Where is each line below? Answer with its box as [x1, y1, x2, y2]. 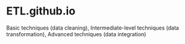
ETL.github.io [6, 4, 76, 18]
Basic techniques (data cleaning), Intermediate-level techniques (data [6, 24, 180, 31]
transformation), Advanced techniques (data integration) [6, 30, 146, 37]
